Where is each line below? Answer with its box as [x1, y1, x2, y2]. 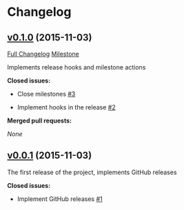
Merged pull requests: [7, 116, 72, 125]
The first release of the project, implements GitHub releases [7, 168, 177, 176]
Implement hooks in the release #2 [17, 103, 116, 111]
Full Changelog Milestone [7, 50, 79, 58]
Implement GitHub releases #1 [17, 194, 103, 203]
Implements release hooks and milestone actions [7, 63, 146, 71]
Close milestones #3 [17, 90, 76, 98]
